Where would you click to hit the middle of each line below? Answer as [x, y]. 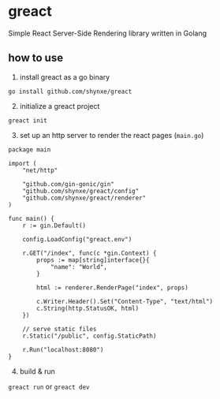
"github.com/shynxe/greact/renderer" [84, 198]
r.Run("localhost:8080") [63, 349]
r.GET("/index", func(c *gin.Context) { [89, 253]
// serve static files [60, 329]
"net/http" [40, 170]
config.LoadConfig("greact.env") [77, 239]
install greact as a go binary [65, 76]
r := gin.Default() [54, 226]
